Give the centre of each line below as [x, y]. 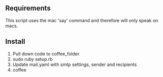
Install [15, 42]
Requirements [28, 8]
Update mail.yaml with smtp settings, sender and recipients [75, 64]
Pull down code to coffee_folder [46, 54]
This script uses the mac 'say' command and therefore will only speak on [82, 20]
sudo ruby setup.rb [33, 59]
